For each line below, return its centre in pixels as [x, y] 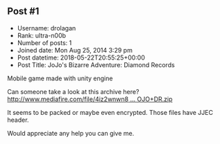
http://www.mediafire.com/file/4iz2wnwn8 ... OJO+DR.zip [90, 99]
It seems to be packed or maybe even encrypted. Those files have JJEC [110, 112]
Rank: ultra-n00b [42, 35]
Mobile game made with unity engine [60, 78]
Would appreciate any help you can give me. [71, 133]
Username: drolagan [46, 28]
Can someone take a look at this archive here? [73, 91]
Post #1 [23, 11]
